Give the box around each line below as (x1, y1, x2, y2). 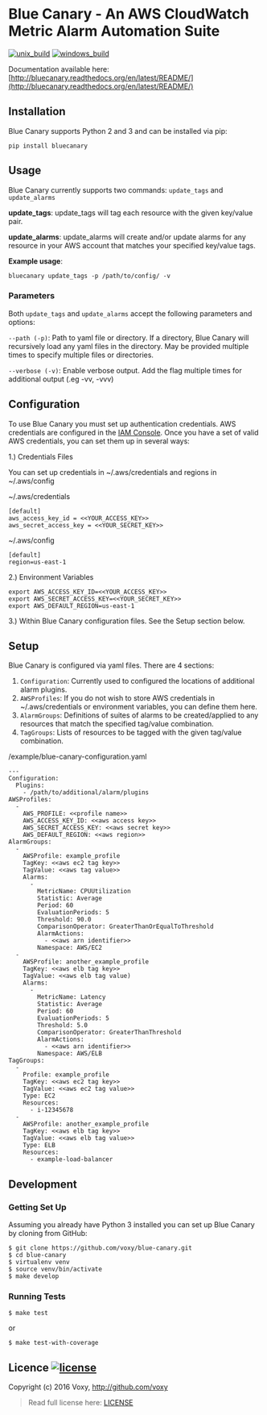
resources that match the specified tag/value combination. (19, 719, 215, 729)
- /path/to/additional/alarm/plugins (23, 789, 150, 797)
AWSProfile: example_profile (23, 852, 121, 860)
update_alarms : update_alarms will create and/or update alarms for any (8, 231, 247, 242)
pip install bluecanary (8, 142, 88, 150)
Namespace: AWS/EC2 (37, 944, 103, 952)
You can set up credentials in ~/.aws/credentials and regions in (8, 467, 217, 477)
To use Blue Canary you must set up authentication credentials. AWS (8, 418, 236, 428)
